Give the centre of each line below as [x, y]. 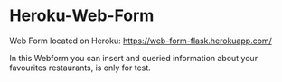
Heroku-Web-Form [82, 16]
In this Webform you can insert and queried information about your [134, 58]
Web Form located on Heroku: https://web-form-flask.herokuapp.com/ [141, 41]
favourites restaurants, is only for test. [80, 68]
